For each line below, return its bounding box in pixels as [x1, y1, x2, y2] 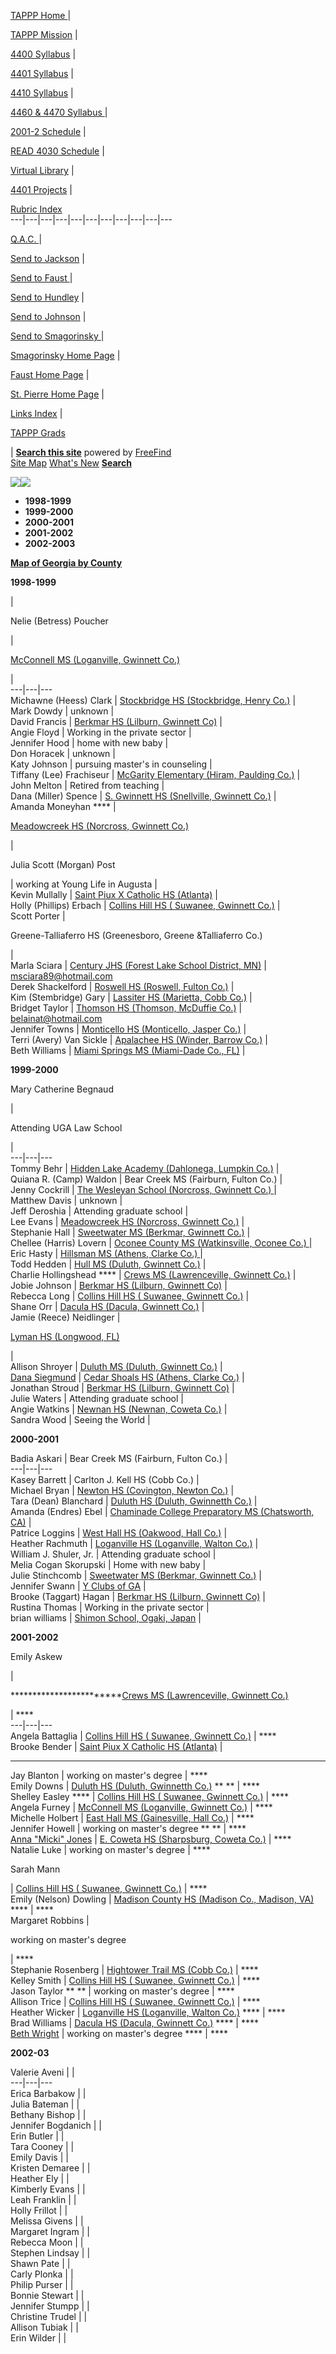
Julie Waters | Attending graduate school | [10, 1393, 184, 1404]
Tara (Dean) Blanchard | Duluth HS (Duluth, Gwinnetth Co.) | [10, 1495, 258, 1507]
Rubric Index [10, 203, 63, 215]
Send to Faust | [10, 272, 73, 284]
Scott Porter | [10, 910, 66, 922]
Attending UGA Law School [10, 1122, 123, 1134]
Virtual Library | [10, 165, 75, 176]
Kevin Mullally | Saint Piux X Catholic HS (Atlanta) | [10, 889, 218, 900]
